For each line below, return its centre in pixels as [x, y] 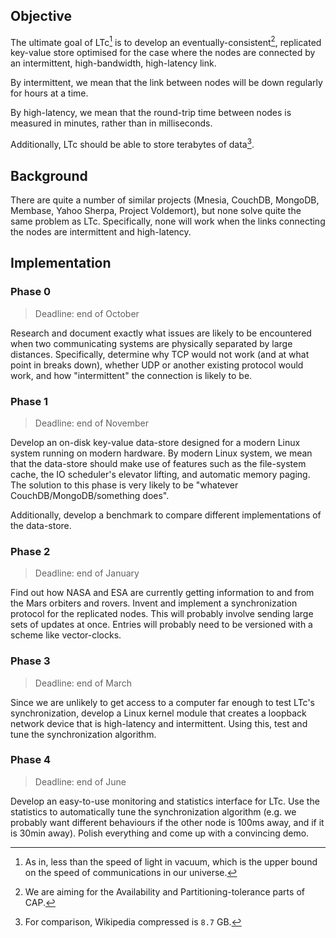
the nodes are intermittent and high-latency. [101, 231]
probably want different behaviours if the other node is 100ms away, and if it [167, 822]
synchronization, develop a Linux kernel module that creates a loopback [158, 713]
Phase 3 [30, 661]
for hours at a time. [49, 93]
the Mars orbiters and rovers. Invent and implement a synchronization [154, 603]
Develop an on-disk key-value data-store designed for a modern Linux [155, 442]
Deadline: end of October [87, 313]
